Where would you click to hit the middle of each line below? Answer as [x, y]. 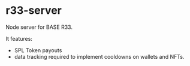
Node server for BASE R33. [39, 27]
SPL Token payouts [38, 50]
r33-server [34, 10]
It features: [19, 38]
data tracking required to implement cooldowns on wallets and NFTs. [99, 56]
